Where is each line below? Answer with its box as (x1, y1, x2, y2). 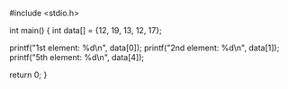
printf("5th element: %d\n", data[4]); (9, 52, 145, 62)
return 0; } (9, 69, 48, 80)
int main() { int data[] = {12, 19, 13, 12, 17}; (9, 25, 162, 35)
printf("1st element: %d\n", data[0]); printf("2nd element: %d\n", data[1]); (9, 42, 280, 53)
